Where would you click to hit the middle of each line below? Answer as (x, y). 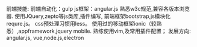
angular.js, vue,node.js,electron (45, 38)
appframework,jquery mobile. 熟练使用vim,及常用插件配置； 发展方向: (105, 31)
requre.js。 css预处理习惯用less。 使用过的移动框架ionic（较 (81, 23)
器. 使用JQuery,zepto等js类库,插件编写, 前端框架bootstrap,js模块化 (89, 16)
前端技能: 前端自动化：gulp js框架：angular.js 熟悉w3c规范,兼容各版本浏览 (98, 9)
